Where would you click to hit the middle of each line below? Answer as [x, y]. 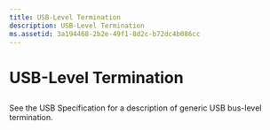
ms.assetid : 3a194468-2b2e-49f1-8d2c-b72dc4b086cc [105, 34]
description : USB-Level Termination [77, 26]
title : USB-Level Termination [65, 17]
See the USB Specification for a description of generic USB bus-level [135, 108]
